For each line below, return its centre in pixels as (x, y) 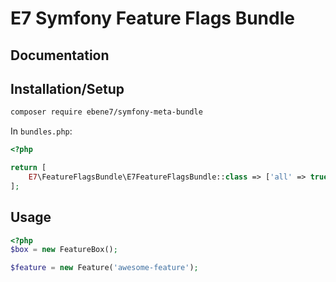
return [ (28, 168)
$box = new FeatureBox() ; (64, 250)
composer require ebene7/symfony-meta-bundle (106, 112)
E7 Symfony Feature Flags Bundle (152, 18)
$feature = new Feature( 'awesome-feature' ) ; (104, 268)
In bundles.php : (41, 131)
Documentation (60, 55)
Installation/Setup (67, 88)
